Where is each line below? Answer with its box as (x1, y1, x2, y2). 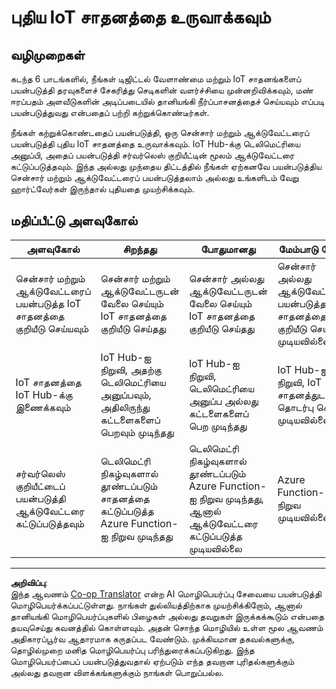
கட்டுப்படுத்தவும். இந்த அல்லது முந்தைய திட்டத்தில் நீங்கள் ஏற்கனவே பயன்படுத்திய (10, 161, 322, 172)
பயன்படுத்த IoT (15, 296, 82, 310)
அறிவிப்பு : (10, 576, 48, 588)
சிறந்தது (122, 242, 157, 256)
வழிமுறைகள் (10, 46, 85, 63)
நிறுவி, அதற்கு (100, 362, 162, 376)
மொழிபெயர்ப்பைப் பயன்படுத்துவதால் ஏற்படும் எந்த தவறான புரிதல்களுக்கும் (10, 655, 295, 667)
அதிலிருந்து (100, 400, 150, 414)
